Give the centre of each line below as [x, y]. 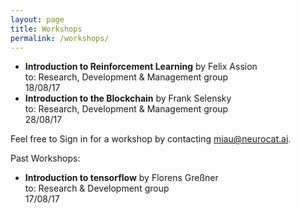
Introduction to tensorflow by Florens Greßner [121, 178]
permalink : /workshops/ [60, 38]
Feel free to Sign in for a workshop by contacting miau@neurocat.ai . [151, 139]
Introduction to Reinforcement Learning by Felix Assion [141, 67]
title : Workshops [46, 29]
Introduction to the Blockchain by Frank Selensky [128, 98]
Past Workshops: [45, 158]
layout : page [37, 19]
